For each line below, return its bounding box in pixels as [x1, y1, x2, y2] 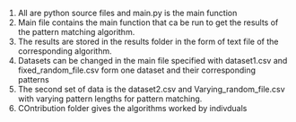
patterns [17, 74, 49, 84]
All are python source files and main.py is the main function [17, 8, 238, 18]
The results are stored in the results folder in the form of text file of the [17, 36, 279, 47]
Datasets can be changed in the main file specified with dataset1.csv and [17, 56, 288, 65]
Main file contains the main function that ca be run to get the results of [17, 17, 279, 28]
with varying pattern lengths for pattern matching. [17, 93, 203, 104]
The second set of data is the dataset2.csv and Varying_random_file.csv [17, 84, 285, 94]
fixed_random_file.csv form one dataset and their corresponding [17, 65, 257, 75]
